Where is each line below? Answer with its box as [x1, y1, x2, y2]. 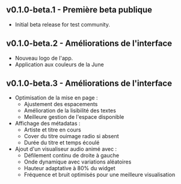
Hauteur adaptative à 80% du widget [23, 165, 115, 172]
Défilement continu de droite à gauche [23, 152, 119, 159]
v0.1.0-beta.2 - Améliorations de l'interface [6, 39, 173, 49]
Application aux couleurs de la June [14, 60, 104, 68]
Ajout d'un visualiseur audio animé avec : [14, 145, 117, 153]
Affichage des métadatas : [14, 120, 81, 127]
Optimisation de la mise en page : [14, 94, 98, 101]
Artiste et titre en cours [23, 126, 81, 133]
